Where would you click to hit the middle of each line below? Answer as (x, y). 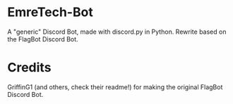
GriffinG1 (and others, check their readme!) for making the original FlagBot (115, 87)
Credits (29, 68)
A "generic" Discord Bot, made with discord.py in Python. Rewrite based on (117, 32)
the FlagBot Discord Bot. (43, 39)
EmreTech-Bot (50, 12)
